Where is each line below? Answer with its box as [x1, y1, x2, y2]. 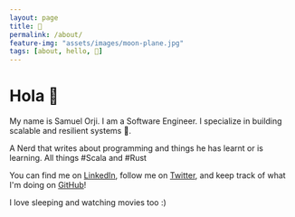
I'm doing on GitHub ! [9, 180, 87, 191]
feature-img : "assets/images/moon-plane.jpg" [9, 38, 184, 48]
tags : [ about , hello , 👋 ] [9, 47, 103, 56]
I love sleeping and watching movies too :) [9, 197, 167, 208]
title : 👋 [9, 22, 43, 31]
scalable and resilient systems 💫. [9, 126, 132, 137]
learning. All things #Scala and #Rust [9, 153, 147, 164]
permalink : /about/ [9, 30, 83, 39]
